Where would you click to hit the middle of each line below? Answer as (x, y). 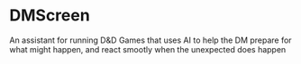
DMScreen (50, 16)
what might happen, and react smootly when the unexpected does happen (148, 49)
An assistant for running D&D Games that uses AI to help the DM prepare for (150, 40)
